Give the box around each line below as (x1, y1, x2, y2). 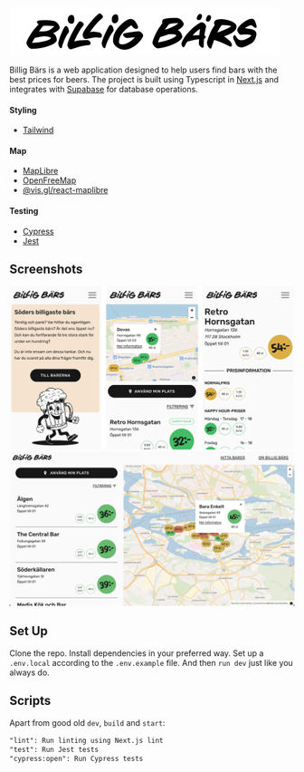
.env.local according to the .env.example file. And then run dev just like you (9, 657, 294, 668)
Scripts (9, 693, 52, 709)
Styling (9, 104, 38, 115)
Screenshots (9, 262, 83, 276)
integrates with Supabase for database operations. (9, 84, 199, 94)
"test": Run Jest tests (9, 745, 100, 754)
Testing (9, 206, 39, 216)
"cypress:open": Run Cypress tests (9, 754, 144, 763)
